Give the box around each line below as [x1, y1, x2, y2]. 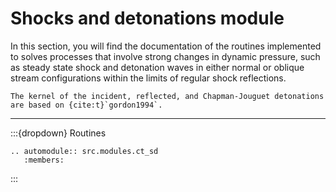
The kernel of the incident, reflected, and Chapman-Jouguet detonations [10, 91, 325, 101]
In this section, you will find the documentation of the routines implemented [10, 40, 322, 52]
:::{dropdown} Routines [10, 127, 107, 139]
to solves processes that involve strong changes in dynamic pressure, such [10, 50, 321, 62]
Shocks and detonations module [10, 7, 285, 30]
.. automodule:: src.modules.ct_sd [10, 146, 159, 156]
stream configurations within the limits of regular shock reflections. [10, 72, 287, 84]
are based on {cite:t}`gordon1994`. [10, 100, 163, 110]
